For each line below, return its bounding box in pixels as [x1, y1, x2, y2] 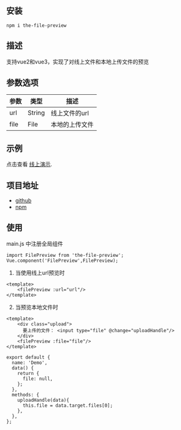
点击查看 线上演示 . [6, 161, 52, 168]
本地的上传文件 [51, 120, 94, 129]
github [15, 197, 32, 204]
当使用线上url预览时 [15, 269, 65, 276]
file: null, [22, 376, 53, 382]
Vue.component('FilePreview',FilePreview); [6, 258, 119, 264]
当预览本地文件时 [15, 303, 59, 311]
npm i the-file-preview [6, 22, 67, 29]
